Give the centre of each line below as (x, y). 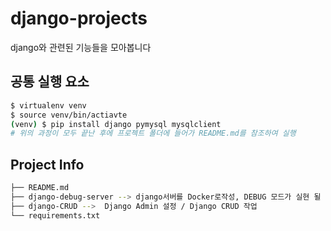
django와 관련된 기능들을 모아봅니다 (81, 47)
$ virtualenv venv (48, 105)
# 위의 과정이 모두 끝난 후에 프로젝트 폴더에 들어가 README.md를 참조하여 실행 (153, 133)
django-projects (79, 18)
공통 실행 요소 (50, 82)
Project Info (47, 164)
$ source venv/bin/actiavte (69, 115)
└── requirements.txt (55, 215)
